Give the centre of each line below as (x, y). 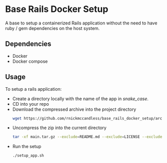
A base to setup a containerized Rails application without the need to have (81, 23)
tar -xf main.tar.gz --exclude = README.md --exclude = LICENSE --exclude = (88, 137)
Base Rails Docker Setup (57, 9)
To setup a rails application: (33, 89)
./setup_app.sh (28, 156)
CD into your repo (31, 104)
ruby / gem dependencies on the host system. (52, 28)
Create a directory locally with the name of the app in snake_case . (80, 99)
